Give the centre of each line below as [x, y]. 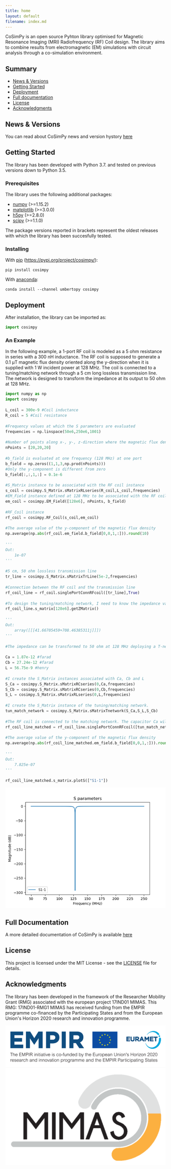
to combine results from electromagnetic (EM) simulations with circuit [78, 47]
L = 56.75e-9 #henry [27, 668]
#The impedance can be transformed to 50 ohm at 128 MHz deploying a [81, 646]
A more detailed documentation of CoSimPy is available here [69, 935]
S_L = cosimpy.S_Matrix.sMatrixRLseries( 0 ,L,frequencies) [68, 695]
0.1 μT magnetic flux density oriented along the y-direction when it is [77, 362]
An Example [20, 340]
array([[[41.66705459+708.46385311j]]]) [58, 630]
